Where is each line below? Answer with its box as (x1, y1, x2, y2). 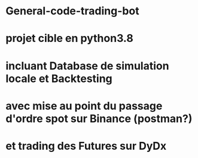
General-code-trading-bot (5, 4, 139, 18)
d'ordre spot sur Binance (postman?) (5, 112, 193, 125)
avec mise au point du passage (5, 99, 163, 113)
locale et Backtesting (5, 72, 113, 85)
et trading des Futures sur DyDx (5, 139, 167, 153)
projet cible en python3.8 (5, 32, 134, 45)
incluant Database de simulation (5, 59, 169, 72)
